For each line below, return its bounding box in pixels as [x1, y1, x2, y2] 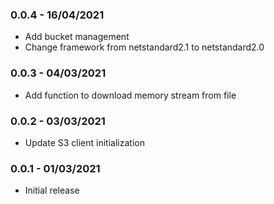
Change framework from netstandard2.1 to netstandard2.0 [24, 41, 265, 53]
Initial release [24, 184, 80, 197]
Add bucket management [24, 31, 130, 43]
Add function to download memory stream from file [24, 89, 237, 101]
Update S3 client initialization [24, 136, 145, 148]
